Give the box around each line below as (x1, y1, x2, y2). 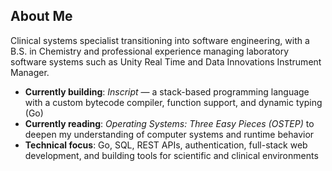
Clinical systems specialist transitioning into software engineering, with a (10, 34, 310, 46)
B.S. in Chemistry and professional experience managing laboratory (10, 45, 290, 57)
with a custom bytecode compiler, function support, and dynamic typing (24, 96, 323, 108)
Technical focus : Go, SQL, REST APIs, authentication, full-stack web (24, 139, 308, 151)
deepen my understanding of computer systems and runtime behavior (24, 128, 315, 140)
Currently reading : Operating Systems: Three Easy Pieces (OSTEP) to (24, 117, 315, 129)
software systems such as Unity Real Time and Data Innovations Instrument (10, 55, 322, 68)
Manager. (10, 66, 50, 78)
